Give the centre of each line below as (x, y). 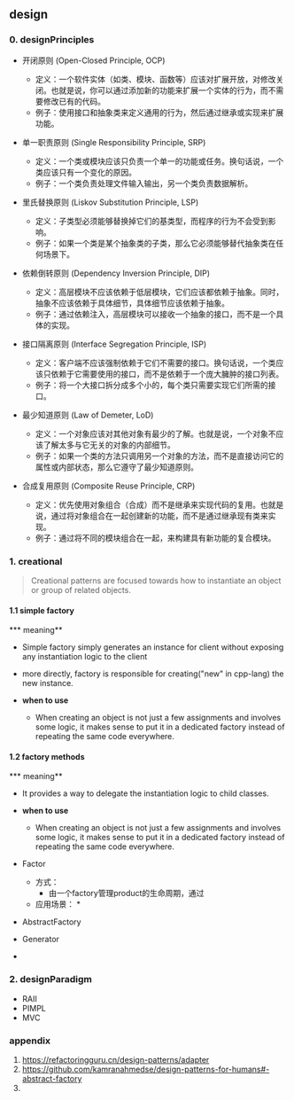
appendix (30, 1041)
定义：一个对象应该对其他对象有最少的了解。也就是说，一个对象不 (155, 433)
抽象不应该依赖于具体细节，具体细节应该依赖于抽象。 (132, 303)
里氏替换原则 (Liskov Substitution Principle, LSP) (110, 202)
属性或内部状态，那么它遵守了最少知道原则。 (117, 467)
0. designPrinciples (52, 40)
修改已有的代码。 (74, 101)
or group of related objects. (81, 589)
